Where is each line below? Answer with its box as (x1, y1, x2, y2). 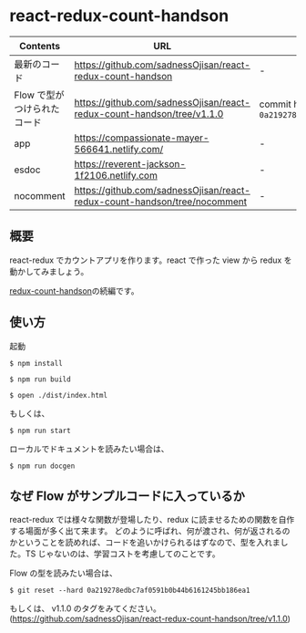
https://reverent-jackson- (74, 157, 187, 170)
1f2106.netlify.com (74, 169, 158, 182)
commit (259, 98, 291, 110)
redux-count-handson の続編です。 (9, 285, 139, 296)
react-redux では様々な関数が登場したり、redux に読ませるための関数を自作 (9, 514, 295, 525)
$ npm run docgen (9, 462, 76, 471)
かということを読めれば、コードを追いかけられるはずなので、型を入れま (9, 537, 280, 548)
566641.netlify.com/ (74, 142, 164, 155)
